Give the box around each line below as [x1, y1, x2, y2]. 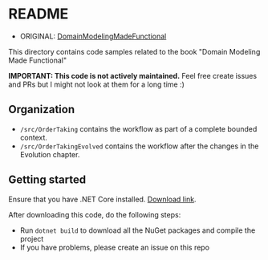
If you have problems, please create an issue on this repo [19, 242, 210, 252]
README [8, 5, 69, 23]
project [19, 234, 44, 243]
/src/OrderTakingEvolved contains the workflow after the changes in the [19, 141, 259, 151]
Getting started [8, 173, 87, 187]
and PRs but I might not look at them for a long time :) [8, 79, 185, 89]
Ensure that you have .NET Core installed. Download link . [8, 194, 197, 204]
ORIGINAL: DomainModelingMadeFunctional [19, 31, 167, 41]
